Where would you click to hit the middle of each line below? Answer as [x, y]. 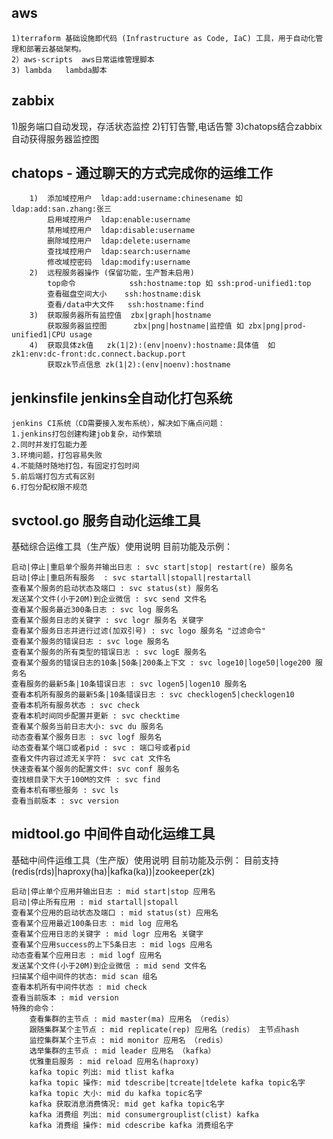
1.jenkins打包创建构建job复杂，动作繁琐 [87, 434]
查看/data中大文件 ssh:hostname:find [125, 305]
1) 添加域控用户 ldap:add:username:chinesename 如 [136, 199]
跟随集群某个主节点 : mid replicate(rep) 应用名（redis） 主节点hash [164, 1029]
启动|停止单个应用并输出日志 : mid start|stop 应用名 [113, 891]
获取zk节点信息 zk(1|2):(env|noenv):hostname [139, 365]
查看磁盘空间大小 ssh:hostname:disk [124, 294]
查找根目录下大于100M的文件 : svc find [86, 780]
